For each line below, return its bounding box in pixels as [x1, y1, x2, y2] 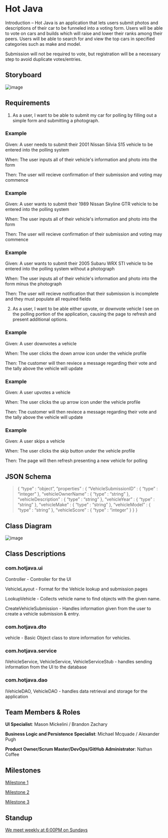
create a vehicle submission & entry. [5, 611, 80, 617]
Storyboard [5, 71, 42, 80]
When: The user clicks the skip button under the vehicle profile [5, 448, 135, 454]
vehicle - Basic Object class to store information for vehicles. [5, 635, 131, 641]
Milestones [5, 766, 41, 775]
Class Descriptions [5, 550, 66, 558]
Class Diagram [5, 521, 52, 530]
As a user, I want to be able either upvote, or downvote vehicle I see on [12, 306, 159, 312]
